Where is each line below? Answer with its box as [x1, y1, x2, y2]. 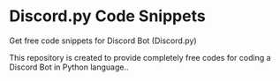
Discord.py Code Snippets [9, 6, 206, 26]
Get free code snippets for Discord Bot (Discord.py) [9, 35, 197, 46]
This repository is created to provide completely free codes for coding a [9, 52, 271, 63]
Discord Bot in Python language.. [9, 62, 130, 72]
